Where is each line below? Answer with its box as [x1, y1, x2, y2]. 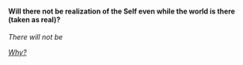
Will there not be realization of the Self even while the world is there [8, 6, 236, 16]
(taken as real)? [8, 14, 61, 24]
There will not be [8, 32, 63, 42]
